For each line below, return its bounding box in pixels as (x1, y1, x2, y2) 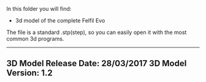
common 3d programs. (6, 35, 64, 42)
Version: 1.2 (6, 68, 53, 78)
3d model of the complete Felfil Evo (15, 17, 105, 24)
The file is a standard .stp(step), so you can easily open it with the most (6, 29, 187, 36)
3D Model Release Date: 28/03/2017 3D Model (6, 58, 187, 69)
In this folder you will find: (6, 5, 72, 12)
